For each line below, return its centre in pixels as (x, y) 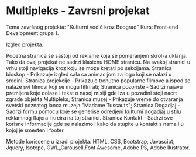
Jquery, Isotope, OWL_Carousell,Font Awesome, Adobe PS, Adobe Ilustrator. (98, 148)
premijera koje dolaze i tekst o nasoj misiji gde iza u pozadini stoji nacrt (92, 93)
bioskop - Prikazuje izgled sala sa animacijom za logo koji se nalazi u (89, 74)
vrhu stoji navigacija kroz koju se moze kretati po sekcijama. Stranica (89, 68)
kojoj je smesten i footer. (36, 130)
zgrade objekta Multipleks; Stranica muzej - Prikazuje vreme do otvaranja (94, 99)
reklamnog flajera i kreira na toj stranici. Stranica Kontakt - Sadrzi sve (90, 117)
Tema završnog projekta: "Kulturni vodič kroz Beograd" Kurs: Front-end (92, 27)
